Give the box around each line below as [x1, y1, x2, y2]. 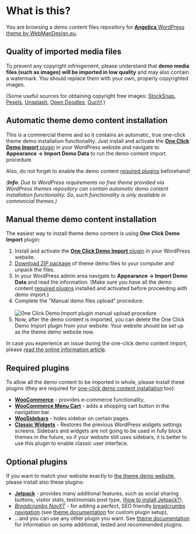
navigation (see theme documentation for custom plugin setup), [14, 509, 169, 515]
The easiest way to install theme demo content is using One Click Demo [6, 230, 180, 237]
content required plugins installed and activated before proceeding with [14, 285, 187, 292]
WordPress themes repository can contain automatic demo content [6, 185, 169, 192]
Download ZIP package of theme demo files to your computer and [14, 260, 174, 267]
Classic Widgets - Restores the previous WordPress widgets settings [14, 421, 183, 428]
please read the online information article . [6, 346, 107, 353]
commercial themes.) [6, 198, 57, 205]
